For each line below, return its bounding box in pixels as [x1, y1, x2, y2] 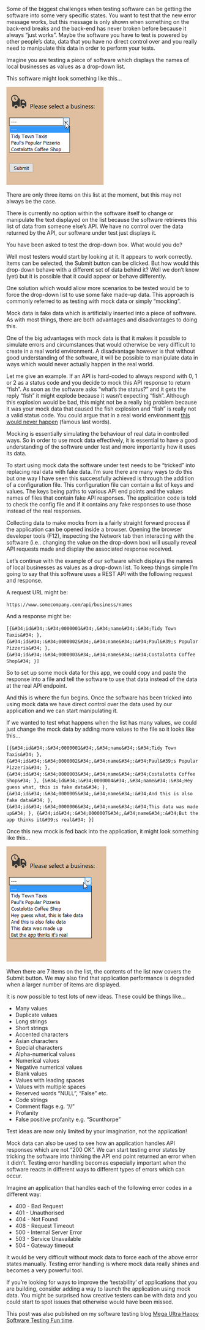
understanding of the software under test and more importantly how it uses [6, 443, 196, 451]
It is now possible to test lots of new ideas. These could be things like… [6, 993, 186, 1000]
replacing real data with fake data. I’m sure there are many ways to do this [6, 468, 193, 475]
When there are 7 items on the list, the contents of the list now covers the [6, 968, 192, 975]
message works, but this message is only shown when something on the [6, 18, 190, 25]
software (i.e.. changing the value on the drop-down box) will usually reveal [6, 539, 197, 546]
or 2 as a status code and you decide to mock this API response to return [6, 379, 191, 386]
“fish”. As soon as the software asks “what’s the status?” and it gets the [6, 385, 187, 393]
